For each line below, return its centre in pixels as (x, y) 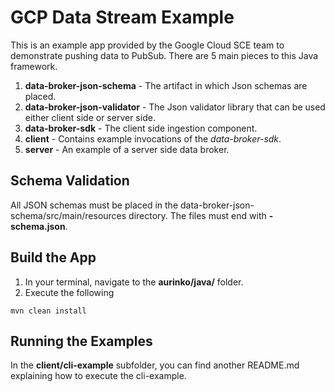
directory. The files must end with (197, 215)
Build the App (53, 257)
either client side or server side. (90, 117)
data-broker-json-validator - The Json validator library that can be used (175, 107)
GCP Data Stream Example (122, 17)
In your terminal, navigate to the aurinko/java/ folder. (134, 282)
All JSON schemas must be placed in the (94, 205)
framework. (34, 66)
